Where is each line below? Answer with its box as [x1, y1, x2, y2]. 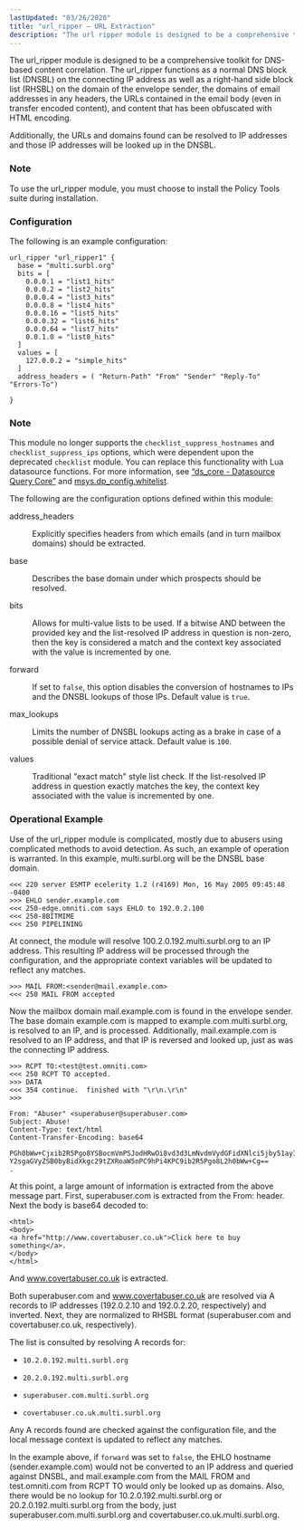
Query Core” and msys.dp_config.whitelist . [9, 476, 169, 487]
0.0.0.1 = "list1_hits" [25, 277, 116, 286]
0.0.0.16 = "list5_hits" [25, 309, 119, 318]
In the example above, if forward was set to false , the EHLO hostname [9, 1451, 271, 1462]
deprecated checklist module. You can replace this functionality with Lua [9, 456, 284, 467]
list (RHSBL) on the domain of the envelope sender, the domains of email [9, 83, 280, 95]
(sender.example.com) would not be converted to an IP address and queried [9, 1461, 294, 1472]
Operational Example [9, 813, 104, 826]
